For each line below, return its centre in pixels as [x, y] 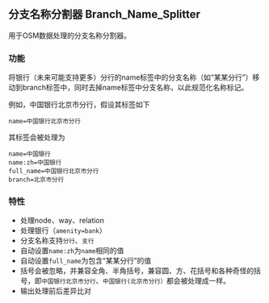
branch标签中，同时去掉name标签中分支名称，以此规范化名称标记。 [135, 88]
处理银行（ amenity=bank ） [63, 230]
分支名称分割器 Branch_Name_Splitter [104, 15]
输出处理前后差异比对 [55, 291]
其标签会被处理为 [37, 137]
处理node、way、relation [62, 221]
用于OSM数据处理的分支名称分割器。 [70, 35]
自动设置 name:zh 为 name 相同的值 [72, 251]
